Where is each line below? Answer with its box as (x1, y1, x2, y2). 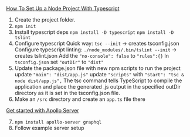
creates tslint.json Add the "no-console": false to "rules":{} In (14, 52, 169, 59)
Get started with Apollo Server (6, 107, 79, 114)
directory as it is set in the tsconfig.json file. (14, 90, 120, 96)
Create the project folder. (14, 16, 76, 23)
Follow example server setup (14, 125, 84, 131)
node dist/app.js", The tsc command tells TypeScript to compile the (14, 77, 182, 84)
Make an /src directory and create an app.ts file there (14, 96, 145, 103)
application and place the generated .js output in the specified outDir (14, 83, 181, 90)
